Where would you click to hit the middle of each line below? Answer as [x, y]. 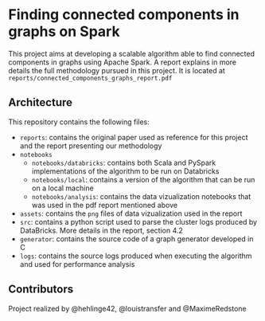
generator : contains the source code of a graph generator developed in [136, 239]
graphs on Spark [64, 31]
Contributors [41, 290]
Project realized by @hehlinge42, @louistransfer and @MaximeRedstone [127, 308]
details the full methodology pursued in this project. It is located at [117, 70]
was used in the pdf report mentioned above [104, 205]
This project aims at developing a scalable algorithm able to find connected [132, 53]
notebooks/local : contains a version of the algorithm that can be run [143, 179]
